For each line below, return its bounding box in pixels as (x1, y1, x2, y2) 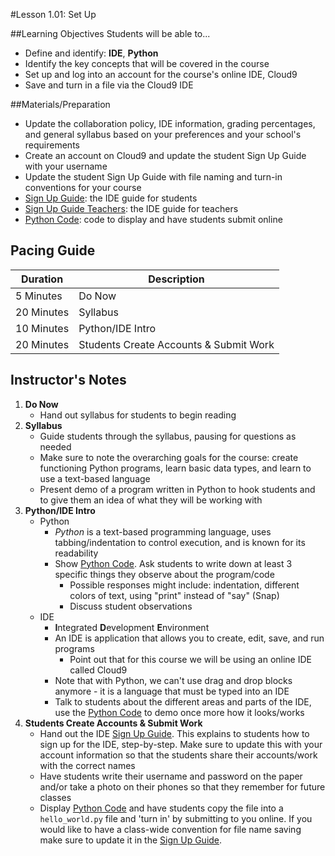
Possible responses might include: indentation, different (69, 579, 300, 591)
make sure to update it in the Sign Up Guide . (39, 834, 223, 846)
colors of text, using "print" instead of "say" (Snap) (69, 589, 280, 601)
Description (148, 272, 205, 286)
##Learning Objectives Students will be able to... (10, 28, 211, 39)
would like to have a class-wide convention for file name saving (39, 823, 302, 835)
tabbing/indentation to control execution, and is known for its (54, 536, 306, 548)
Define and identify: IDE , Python (24, 47, 159, 59)
